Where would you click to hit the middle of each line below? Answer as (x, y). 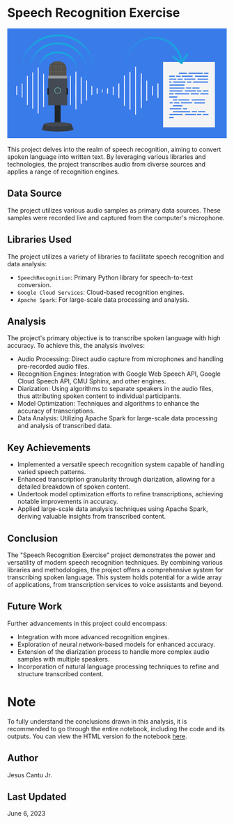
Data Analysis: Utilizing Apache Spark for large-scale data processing (117, 418)
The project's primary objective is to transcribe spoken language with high (114, 338)
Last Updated (37, 796)
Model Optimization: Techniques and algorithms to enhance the (108, 404)
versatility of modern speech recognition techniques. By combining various (115, 562)
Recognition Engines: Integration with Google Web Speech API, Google (119, 374)
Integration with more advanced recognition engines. (93, 636)
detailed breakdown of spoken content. (73, 487)
